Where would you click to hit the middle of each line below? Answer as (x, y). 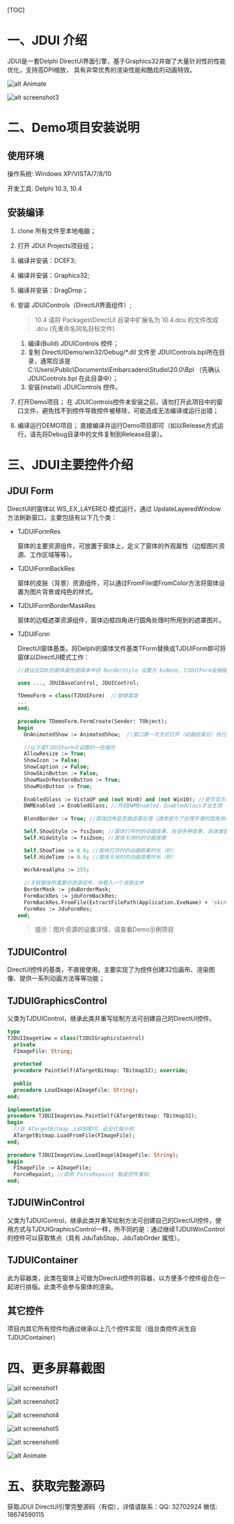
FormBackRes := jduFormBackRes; (71, 896)
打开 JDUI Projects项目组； (56, 245)
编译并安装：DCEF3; (47, 260)
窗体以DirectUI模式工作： (54, 657)
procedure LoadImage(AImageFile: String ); (76, 1090)
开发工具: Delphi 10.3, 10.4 (45, 188)
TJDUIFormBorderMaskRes (56, 605)
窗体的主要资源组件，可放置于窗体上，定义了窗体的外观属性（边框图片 (118, 546)
